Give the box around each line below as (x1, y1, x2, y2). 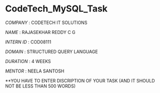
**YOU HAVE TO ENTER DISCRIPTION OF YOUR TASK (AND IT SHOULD (5, 77, 155, 83)
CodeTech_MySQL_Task (5, 3, 108, 14)
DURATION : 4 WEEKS (5, 58, 51, 64)
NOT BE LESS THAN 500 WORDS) (5, 83, 76, 89)
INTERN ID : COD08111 (5, 38, 51, 45)
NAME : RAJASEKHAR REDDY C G (5, 29, 76, 35)
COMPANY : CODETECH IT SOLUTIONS (5, 19, 87, 25)
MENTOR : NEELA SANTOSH (5, 68, 64, 74)
